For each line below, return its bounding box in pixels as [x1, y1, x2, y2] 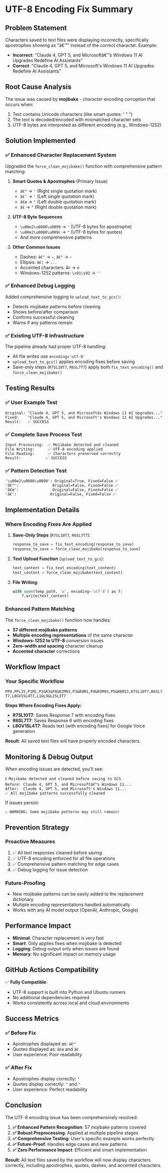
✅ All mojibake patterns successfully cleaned [5, 791, 105, 796]
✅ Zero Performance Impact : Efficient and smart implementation [12, 1147, 147, 1153]
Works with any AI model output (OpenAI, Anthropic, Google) [12, 907, 139, 913]
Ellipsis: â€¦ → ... [20, 259, 58, 265]
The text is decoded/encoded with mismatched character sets [12, 116, 141, 122]
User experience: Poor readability [12, 1052, 82, 1058]
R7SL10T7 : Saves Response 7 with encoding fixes [12, 712, 115, 718]
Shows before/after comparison [12, 309, 79, 315]
